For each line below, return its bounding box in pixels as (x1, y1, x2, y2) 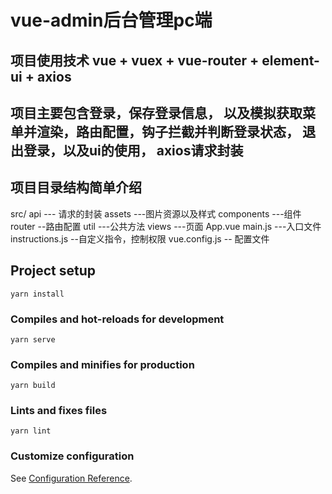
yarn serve (10, 334, 56, 345)
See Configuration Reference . (10, 472, 133, 484)
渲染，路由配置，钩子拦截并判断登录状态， (36, 123, 300, 140)
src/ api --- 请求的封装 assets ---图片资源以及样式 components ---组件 (10, 207, 302, 220)
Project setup (10, 262, 97, 280)
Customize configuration (10, 449, 135, 463)
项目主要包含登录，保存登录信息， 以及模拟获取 (10, 104, 303, 121)
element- (261, 52, 320, 69)
